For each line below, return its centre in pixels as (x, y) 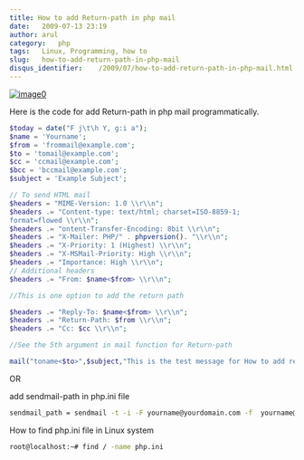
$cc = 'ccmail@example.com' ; (64, 162)
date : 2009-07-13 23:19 (58, 26)
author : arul (34, 34)
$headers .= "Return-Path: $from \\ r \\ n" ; (90, 321)
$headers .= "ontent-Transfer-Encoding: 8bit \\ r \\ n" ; (115, 229)
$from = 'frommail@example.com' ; (72, 145)
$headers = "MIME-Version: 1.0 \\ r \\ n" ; (87, 203)
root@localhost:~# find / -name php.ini (87, 446)
